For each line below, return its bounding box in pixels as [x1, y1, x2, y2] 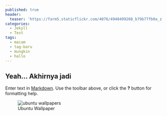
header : [5, 12, 21, 17]
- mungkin [9, 49, 30, 54]
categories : [5, 21, 30, 26]
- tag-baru [9, 44, 32, 49]
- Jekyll [9, 26, 28, 31]
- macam [9, 40, 26, 45]
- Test [9, 30, 23, 35]
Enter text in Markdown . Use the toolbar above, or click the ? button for [5, 85, 151, 91]
